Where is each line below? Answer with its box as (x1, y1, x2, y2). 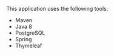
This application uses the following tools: (6, 5, 109, 12)
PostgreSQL (15, 29, 45, 36)
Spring (15, 36, 32, 42)
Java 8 (15, 23, 32, 30)
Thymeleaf (15, 42, 42, 49)
